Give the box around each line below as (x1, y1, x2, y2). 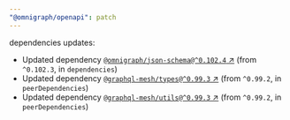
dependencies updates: (9, 37, 95, 48)
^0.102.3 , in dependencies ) (21, 64, 118, 74)
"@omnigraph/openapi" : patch (9, 12, 117, 22)
